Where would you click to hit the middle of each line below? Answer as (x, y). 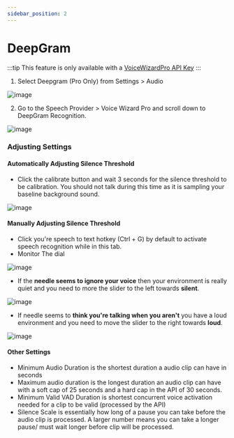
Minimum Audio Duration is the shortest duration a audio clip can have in (122, 368)
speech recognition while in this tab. (70, 246)
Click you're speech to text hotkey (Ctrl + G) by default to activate (112, 239)
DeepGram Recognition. (52, 115)
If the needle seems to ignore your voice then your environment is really (122, 280)
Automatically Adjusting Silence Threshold (71, 164)
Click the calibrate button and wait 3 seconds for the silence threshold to (122, 179)
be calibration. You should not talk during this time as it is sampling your (121, 186)
